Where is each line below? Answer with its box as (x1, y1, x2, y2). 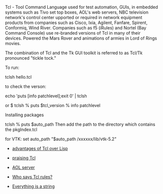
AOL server (12, 165, 35, 170)
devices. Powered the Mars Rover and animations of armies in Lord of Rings (5, 35, 157, 41)
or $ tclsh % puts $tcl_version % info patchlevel (5, 103, 101, 108)
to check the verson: (5, 84, 46, 89)
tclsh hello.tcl (5, 74, 32, 80)
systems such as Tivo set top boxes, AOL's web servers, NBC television (5, 9, 149, 15)
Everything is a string (12, 183, 55, 189)
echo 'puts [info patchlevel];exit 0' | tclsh (5, 93, 87, 99)
